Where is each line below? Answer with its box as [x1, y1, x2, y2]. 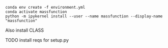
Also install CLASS [5, 27, 44, 33]
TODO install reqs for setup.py [5, 37, 69, 43]
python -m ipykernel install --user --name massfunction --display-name [5, 14, 163, 19]
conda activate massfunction [5, 9, 67, 14]
